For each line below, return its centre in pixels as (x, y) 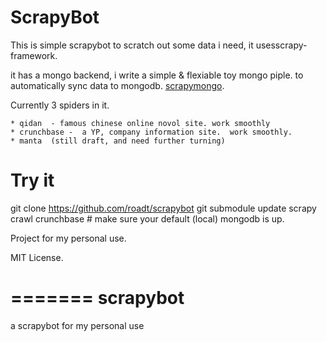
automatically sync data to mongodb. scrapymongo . (117, 85)
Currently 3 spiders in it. (60, 105)
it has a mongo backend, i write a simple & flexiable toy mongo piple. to (157, 75)
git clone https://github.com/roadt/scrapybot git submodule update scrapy (163, 208)
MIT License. (37, 257)
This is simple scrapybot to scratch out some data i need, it (132, 45)
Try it (32, 180)
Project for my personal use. (68, 238)
